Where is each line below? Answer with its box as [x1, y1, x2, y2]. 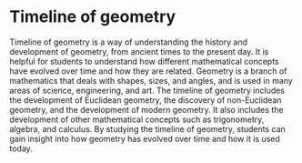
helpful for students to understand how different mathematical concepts [9, 56, 279, 66]
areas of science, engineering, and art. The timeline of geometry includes [9, 85, 285, 96]
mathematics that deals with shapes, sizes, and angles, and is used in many [9, 75, 293, 86]
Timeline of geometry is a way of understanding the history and [9, 36, 248, 47]
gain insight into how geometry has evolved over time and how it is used [9, 133, 280, 144]
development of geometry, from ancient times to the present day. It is [9, 46, 269, 56]
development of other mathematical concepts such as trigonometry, [9, 114, 265, 125]
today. [9, 143, 34, 154]
